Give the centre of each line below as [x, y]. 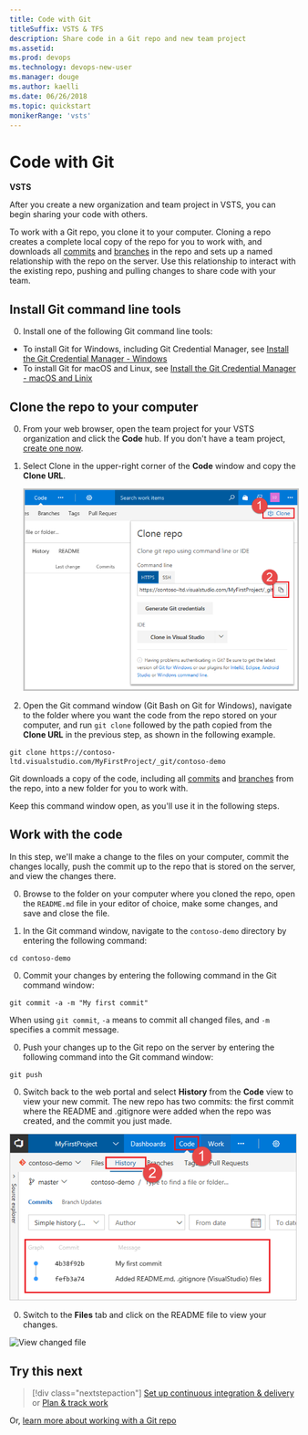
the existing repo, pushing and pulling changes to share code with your [143, 271]
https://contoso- [83, 753]
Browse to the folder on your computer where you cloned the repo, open [159, 894]
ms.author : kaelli [44, 87]
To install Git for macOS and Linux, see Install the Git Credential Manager [159, 369]
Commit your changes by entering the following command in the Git [149, 975]
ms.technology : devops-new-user [71, 68]
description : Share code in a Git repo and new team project [128, 38]
